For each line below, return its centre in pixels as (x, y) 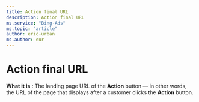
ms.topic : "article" (32, 28)
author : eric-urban (31, 34)
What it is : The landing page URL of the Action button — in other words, (97, 86)
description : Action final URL (45, 17)
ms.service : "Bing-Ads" (36, 23)
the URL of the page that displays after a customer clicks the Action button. (100, 92)
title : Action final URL (37, 12)
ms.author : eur (25, 40)
